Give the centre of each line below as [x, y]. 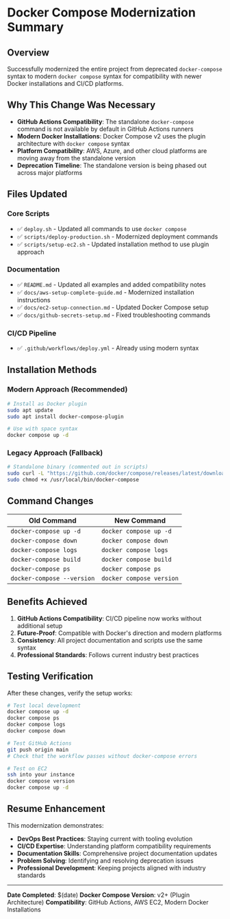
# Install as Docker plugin [47, 404]
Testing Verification [50, 677]
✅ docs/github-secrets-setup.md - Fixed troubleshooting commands [114, 315]
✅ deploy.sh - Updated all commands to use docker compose [102, 228]
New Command [140, 521]
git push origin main [38, 750]
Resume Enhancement [56, 809]
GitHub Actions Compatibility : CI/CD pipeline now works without [109, 618]
